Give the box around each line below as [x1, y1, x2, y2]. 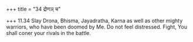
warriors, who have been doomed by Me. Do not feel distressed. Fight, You [6, 23, 188, 30]
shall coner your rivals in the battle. [6, 30, 91, 36]
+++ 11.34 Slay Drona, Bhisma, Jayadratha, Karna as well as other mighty [6, 17, 183, 24]
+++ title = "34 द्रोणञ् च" [6, 6, 61, 12]
